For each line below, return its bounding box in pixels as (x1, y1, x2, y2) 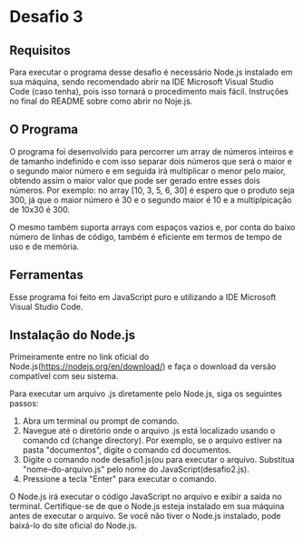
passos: (9, 398, 39, 409)
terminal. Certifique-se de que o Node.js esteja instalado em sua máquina (9, 501, 285, 512)
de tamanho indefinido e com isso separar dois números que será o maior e (9, 155, 292, 166)
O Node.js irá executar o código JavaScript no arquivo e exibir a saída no (9, 491, 282, 502)
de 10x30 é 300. (9, 204, 71, 215)
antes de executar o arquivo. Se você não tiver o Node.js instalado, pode (9, 511, 281, 522)
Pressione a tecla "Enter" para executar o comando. (22, 474, 218, 485)
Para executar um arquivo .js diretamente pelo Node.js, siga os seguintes (9, 388, 283, 399)
